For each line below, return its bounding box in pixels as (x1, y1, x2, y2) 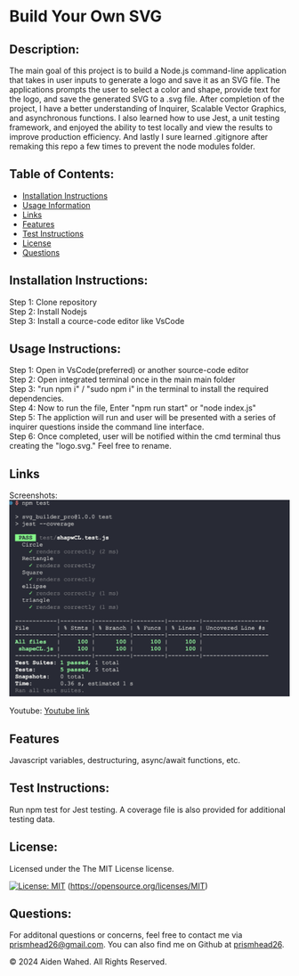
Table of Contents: (9, 167, 115, 182)
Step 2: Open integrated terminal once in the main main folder (9, 374, 236, 385)
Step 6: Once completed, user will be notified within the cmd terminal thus (9, 431, 281, 442)
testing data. (9, 813, 55, 825)
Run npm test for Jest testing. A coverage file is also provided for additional (9, 804, 287, 815)
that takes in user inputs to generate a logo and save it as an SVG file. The (9, 75, 280, 85)
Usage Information (21, 199, 91, 210)
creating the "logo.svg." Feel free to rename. (9, 441, 172, 451)
